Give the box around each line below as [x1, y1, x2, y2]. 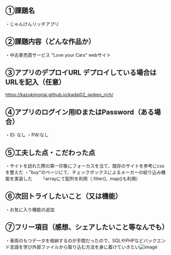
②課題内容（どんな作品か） [5, 37, 95, 46]
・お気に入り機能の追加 [5, 206, 55, 213]
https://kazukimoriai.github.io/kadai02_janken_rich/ [5, 91, 114, 98]
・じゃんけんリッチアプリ [5, 21, 59, 27]
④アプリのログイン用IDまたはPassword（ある [5, 108, 155, 117]
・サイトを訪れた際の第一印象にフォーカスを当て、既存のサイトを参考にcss [5, 163, 165, 169]
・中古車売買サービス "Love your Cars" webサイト [5, 52, 111, 58]
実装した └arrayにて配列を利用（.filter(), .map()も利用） [14, 176, 141, 182]
